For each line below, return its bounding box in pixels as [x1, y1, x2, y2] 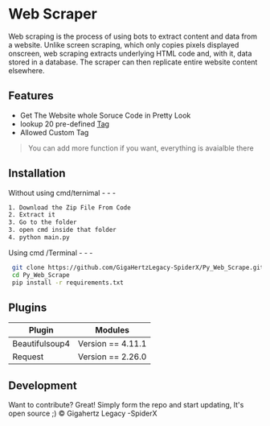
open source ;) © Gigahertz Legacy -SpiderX [8, 408, 157, 419]
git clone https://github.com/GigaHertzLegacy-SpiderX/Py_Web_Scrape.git [11, 263, 264, 271]
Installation [8, 167, 66, 180]
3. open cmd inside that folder [8, 226, 117, 234]
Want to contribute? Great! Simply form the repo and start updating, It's [8, 400, 244, 410]
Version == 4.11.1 [77, 338, 147, 349]
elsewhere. [8, 65, 45, 75]
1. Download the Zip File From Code [8, 203, 131, 212]
